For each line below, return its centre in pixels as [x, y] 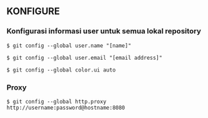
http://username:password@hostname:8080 [66, 108]
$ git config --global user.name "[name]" [69, 45]
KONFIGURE [33, 11]
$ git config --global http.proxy [57, 101]
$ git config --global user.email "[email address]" [85, 58]
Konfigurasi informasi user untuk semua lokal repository [104, 31]
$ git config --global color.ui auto [61, 70]
